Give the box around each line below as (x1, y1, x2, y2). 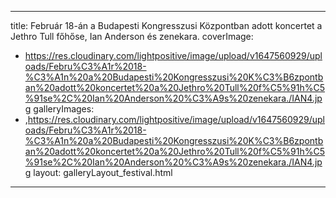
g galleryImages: (24, 103, 95, 115)
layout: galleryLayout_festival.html (33, 167, 173, 178)
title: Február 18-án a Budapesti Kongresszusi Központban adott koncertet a (10, 20, 323, 31)
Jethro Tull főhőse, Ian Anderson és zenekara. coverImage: (10, 31, 254, 42)
